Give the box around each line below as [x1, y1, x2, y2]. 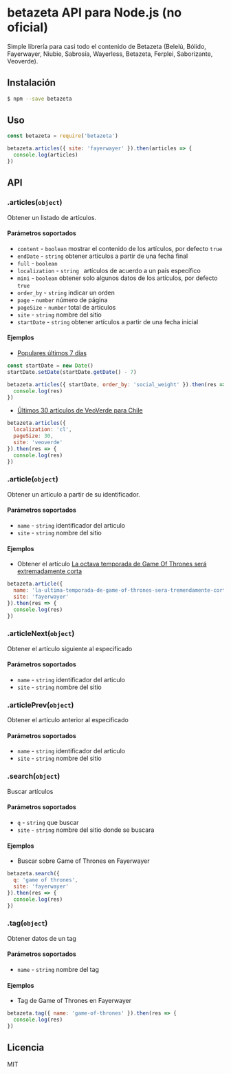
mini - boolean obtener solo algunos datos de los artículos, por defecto [16, 274, 218, 282]
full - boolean [16, 259, 58, 267]
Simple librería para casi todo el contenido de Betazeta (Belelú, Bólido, [7, 42, 206, 50]
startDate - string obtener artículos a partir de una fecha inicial [16, 317, 199, 326]
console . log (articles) [13, 152, 78, 159]
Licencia [7, 1042, 45, 1053]
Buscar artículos [7, 787, 54, 795]
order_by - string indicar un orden [16, 288, 115, 297]
